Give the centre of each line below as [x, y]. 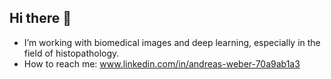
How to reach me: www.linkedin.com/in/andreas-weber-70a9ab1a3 [162, 63]
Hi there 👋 [40, 18]
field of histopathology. [71, 53]
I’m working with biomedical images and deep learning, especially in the [172, 42]
